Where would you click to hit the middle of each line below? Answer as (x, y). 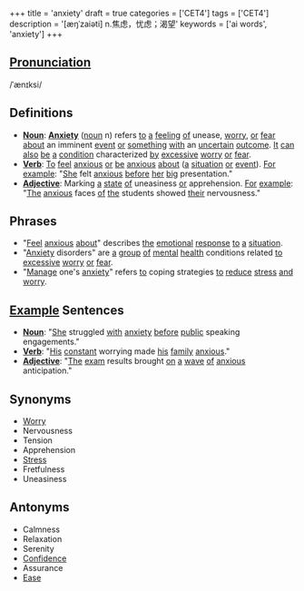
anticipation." (47, 370)
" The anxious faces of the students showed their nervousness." (142, 192)
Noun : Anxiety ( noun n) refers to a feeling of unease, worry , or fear (149, 134)
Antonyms (39, 507)
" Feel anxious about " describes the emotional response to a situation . (152, 243)
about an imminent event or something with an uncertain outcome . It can (158, 144)
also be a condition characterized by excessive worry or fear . (137, 154)
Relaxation (42, 538)
